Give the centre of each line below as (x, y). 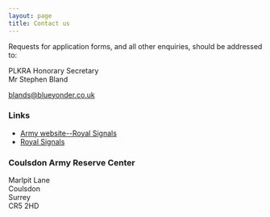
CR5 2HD (24, 206)
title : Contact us (39, 23)
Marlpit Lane (29, 180)
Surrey (19, 198)
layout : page (30, 16)
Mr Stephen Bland (38, 79)
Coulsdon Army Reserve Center (72, 162)
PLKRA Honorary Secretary (54, 70)
